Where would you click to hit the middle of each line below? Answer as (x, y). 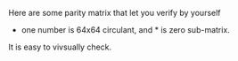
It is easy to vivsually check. (60, 47)
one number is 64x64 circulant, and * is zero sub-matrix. (126, 30)
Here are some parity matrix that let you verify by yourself (115, 13)
